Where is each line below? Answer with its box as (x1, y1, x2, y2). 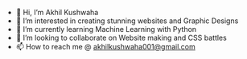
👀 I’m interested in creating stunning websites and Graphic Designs (15, 16, 239, 26)
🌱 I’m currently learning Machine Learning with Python (15, 25, 197, 33)
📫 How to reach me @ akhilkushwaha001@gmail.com (15, 42, 196, 51)
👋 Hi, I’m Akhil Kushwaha (15, 8, 99, 17)
